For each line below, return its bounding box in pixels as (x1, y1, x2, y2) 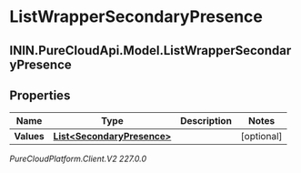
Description (180, 115, 232, 127)
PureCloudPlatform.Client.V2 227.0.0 (9, 153, 147, 165)
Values (14, 130, 45, 143)
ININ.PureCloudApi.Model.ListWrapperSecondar (9, 43, 292, 58)
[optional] (240, 130, 283, 143)
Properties (9, 87, 71, 103)
